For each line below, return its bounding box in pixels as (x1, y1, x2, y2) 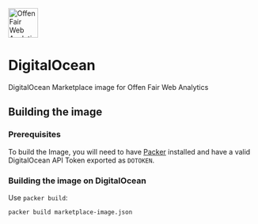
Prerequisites (8, 129, 61, 140)
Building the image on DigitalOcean (8, 175, 146, 186)
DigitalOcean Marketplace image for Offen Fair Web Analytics (8, 82, 209, 91)
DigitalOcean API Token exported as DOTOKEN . (8, 155, 155, 165)
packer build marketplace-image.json (8, 208, 133, 216)
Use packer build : (8, 192, 68, 202)
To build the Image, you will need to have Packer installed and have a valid (8, 147, 251, 156)
